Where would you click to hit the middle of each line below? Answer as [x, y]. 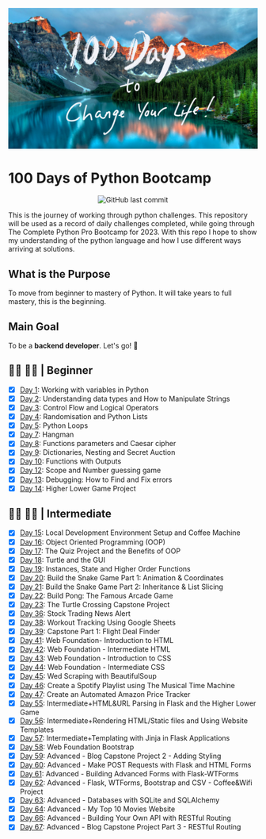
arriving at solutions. [42, 249]
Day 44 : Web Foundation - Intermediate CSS [92, 668]
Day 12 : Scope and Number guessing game [90, 470]
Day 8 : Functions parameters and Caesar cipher [98, 444]
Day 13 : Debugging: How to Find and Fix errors [96, 479]
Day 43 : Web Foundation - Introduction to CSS [95, 658]
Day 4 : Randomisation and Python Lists [84, 417]
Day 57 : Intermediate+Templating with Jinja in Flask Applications [125, 737]
